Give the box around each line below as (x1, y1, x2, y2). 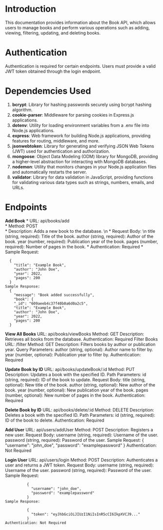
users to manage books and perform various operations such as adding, (5, 24, 150, 30)
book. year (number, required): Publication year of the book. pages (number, (5, 238, 158, 245)
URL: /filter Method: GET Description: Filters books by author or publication (5, 341, 156, 347)
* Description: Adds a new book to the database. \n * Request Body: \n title (5, 228, 156, 234)
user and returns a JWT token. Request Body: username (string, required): (5, 462, 154, 468)
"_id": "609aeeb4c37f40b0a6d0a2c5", (14, 301, 89, 306)
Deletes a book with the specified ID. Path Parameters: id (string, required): (5, 412, 156, 418)
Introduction (5, 3, 56, 15)
